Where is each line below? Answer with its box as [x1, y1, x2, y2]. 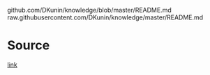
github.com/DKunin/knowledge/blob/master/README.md [7, 6, 172, 14]
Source [7, 37, 50, 53]
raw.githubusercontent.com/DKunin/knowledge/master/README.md [7, 13, 204, 22]
